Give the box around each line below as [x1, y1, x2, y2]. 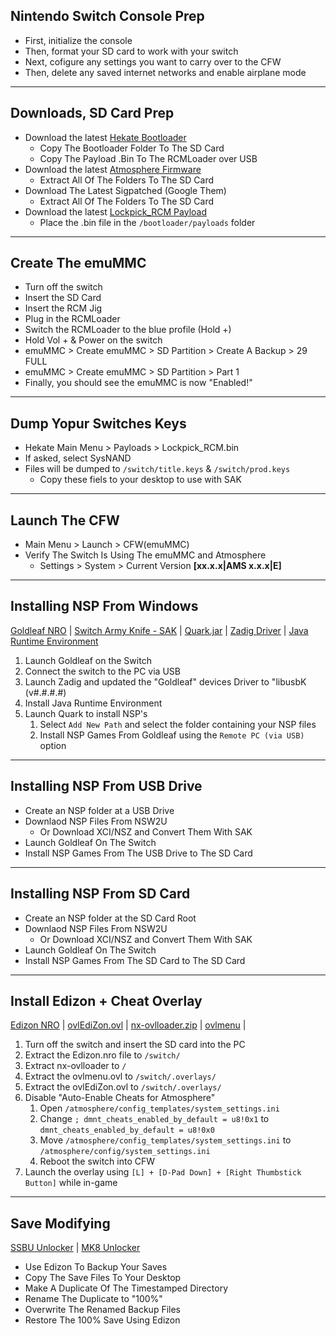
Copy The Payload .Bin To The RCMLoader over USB [39, 152, 258, 164]
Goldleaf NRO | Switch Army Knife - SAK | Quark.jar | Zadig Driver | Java [10, 624, 309, 636]
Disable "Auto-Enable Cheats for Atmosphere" [24, 1092, 216, 1104]
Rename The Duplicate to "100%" [24, 1293, 163, 1305]
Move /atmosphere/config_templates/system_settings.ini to [39, 1134, 292, 1146]
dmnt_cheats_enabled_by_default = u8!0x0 [39, 1125, 215, 1136]
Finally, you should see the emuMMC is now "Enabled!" [24, 377, 253, 389]
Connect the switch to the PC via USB [24, 665, 181, 677]
